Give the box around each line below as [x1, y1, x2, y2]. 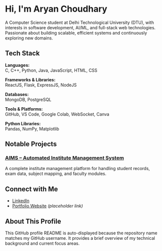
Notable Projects [5, 140, 57, 148]
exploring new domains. [5, 35, 54, 41]
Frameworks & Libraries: [5, 77, 56, 82]
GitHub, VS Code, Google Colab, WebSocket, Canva [5, 111, 109, 117]
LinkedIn [12, 198, 30, 204]
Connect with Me [5, 185, 58, 193]
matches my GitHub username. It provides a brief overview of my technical [5, 235, 155, 241]
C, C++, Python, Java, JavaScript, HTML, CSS [5, 67, 98, 73]
